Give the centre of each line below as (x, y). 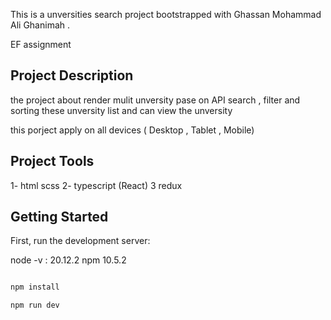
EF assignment (41, 44)
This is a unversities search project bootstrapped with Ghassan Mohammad (166, 14)
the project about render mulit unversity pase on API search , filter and (155, 100)
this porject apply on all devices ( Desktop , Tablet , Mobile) (132, 130)
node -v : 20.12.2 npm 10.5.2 (68, 260)
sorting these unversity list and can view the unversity (121, 110)
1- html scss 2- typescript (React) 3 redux (96, 185)
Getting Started (59, 217)
